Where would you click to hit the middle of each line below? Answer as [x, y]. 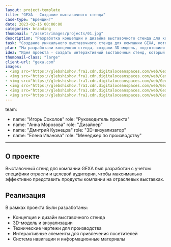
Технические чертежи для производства [57, 228]
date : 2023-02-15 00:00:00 [34, 24]
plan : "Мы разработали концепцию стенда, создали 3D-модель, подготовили [85, 48]
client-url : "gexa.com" [31, 62]
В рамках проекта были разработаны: [47, 207]
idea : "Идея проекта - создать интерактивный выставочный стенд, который [85, 52]
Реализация [25, 195]
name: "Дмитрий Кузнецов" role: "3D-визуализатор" [69, 130]
